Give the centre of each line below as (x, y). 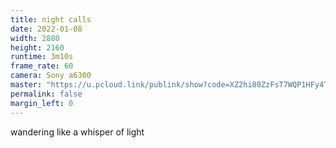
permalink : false (46, 94)
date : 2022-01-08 (46, 29)
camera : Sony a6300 (51, 76)
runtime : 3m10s (42, 57)
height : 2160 (37, 47)
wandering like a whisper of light (77, 132)
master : (26, 85)
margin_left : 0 (42, 103)
